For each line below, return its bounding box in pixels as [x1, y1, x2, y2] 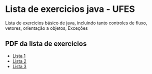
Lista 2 [12, 58, 26, 64]
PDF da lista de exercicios [5, 40, 87, 48]
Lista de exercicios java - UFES [5, 3, 135, 15]
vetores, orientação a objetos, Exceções [5, 25, 88, 31]
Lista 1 [12, 53, 26, 59]
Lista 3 [12, 63, 26, 69]
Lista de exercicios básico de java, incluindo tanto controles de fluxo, [5, 20, 147, 26]
